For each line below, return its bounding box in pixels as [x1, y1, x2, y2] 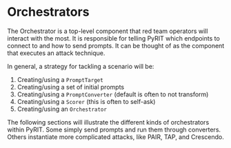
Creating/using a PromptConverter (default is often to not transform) [17, 90, 209, 98]
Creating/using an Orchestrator [17, 105, 107, 113]
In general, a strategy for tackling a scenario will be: [7, 62, 154, 70]
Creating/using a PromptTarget [17, 75, 103, 83]
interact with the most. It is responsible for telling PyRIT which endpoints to [7, 34, 221, 42]
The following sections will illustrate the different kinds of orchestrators [7, 118, 210, 126]
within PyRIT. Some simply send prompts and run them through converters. [7, 125, 221, 134]
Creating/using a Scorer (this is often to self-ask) [17, 97, 156, 105]
